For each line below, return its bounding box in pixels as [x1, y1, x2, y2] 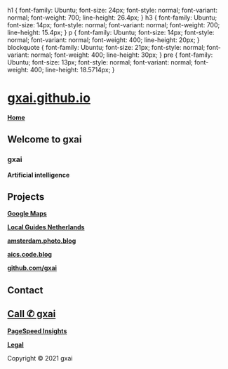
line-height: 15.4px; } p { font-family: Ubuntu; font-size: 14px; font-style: [7, 28, 215, 36]
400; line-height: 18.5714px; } [30, 66, 115, 74]
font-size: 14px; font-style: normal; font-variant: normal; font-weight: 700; [7, 21, 220, 29]
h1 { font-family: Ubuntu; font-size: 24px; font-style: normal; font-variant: [7, 6, 217, 14]
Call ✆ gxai [7, 308, 56, 320]
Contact [7, 284, 43, 296]
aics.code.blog [7, 250, 53, 259]
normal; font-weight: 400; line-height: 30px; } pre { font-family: [30, 51, 213, 59]
